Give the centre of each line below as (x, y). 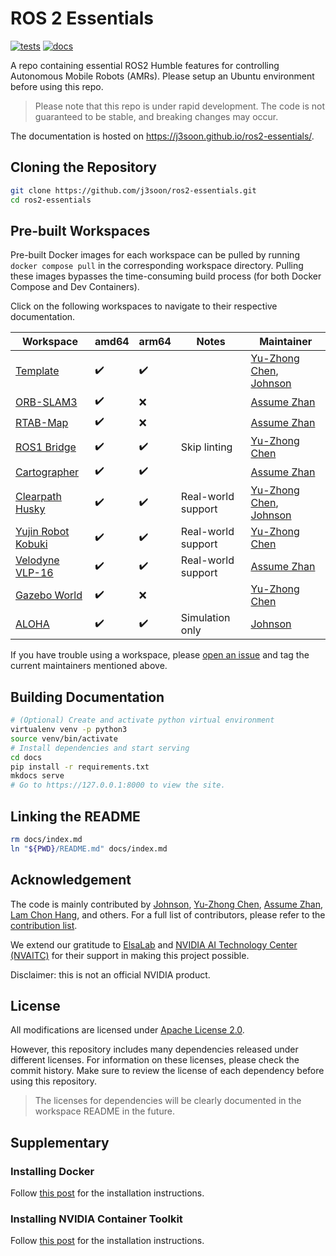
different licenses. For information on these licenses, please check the (155, 1060)
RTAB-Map (42, 422)
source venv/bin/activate (64, 738)
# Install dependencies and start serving (100, 748)
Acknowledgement (71, 880)
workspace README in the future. (104, 1111)
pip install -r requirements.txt (80, 767)
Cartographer (47, 472)
